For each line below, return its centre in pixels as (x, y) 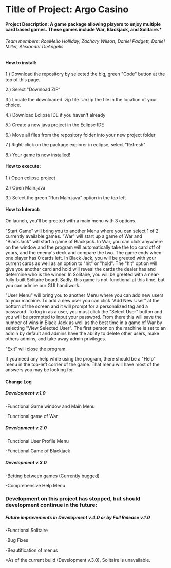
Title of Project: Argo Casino (67, 10)
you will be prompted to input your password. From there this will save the (83, 317)
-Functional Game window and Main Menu (50, 406)
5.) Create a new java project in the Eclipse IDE (55, 125)
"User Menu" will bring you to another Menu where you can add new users (84, 295)
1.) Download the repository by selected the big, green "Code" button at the (85, 74)
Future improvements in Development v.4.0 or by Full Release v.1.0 (78, 518)
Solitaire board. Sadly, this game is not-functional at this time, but (96, 280)
